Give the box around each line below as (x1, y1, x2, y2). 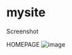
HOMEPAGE (6, 40, 40, 48)
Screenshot (6, 27, 39, 35)
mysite (6, 5, 46, 20)
